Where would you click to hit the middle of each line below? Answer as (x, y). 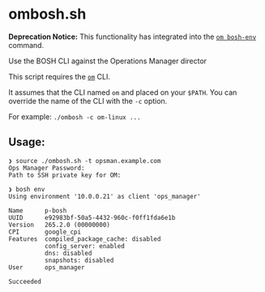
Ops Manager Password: (47, 168)
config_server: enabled (85, 246)
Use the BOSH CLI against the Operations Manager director (108, 61)
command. (26, 45)
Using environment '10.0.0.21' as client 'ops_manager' (105, 196)
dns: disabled (68, 253)
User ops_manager (47, 267)
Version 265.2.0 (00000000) (60, 225)
